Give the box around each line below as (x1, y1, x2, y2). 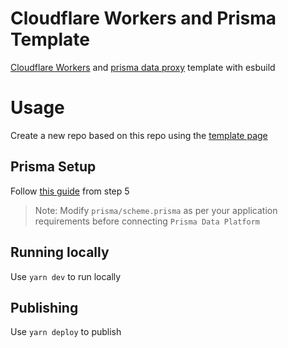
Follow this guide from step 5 (10, 185, 130, 197)
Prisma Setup (10, 158, 97, 176)
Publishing (10, 299, 79, 316)
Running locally (10, 244, 110, 261)
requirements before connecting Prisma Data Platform (34, 215, 260, 227)
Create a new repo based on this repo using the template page (10, 129, 268, 141)
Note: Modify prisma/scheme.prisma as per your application (34, 204, 278, 216)
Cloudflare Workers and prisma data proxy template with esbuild (10, 61, 276, 73)
